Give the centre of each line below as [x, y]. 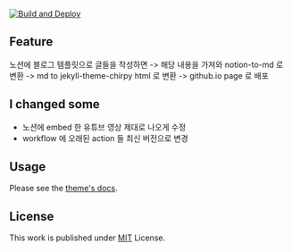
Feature [31, 42]
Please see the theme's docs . [63, 189]
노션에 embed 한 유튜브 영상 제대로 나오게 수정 [104, 127]
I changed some [54, 104]
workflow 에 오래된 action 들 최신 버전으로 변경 [105, 138]
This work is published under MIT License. [88, 238]
